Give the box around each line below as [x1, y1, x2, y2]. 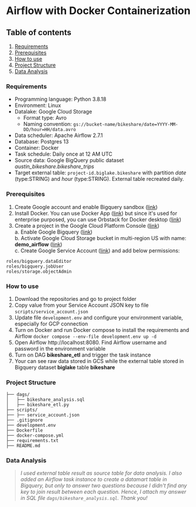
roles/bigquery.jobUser [6, 263, 64, 269]
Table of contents [6, 28, 71, 37]
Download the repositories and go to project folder [14, 295, 137, 302]
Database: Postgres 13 [14, 138, 69, 145]
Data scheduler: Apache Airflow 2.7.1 [14, 132, 104, 139]
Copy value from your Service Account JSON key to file [14, 302, 149, 309]
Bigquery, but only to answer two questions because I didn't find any [20, 482, 187, 489]
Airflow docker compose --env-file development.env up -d [14, 333, 157, 340]
